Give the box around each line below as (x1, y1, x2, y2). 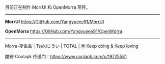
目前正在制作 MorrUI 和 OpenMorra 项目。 (5, 4, 91, 10)
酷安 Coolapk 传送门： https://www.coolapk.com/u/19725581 (5, 54, 127, 59)
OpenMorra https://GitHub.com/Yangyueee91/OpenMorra (5, 29, 123, 34)
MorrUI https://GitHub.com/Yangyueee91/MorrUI (5, 19, 104, 25)
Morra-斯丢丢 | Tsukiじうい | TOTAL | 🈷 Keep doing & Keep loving (5, 43, 138, 49)
